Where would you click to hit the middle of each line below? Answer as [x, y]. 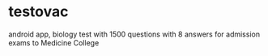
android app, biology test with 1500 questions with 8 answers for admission [134, 34]
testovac [38, 12]
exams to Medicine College [54, 42]
